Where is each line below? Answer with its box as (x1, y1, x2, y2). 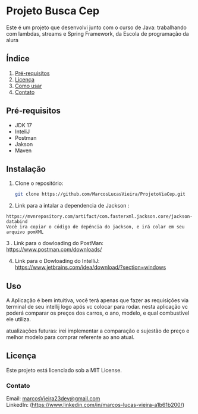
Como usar (14, 82, 42, 89)
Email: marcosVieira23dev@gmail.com (6, 395, 100, 402)
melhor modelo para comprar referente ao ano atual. (6, 334, 135, 341)
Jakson (14, 140, 33, 148)
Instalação (6, 164, 46, 174)
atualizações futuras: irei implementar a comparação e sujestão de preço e (6, 327, 190, 334)
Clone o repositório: (14, 180, 64, 187)
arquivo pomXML (6, 229, 44, 236)
